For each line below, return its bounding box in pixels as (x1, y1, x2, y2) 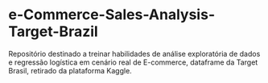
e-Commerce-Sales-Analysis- (8, 6, 216, 24)
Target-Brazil (8, 22, 98, 41)
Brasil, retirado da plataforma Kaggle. (8, 65, 133, 75)
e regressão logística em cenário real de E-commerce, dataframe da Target (8, 57, 258, 67)
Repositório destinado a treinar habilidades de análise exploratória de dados (8, 49, 261, 58)
